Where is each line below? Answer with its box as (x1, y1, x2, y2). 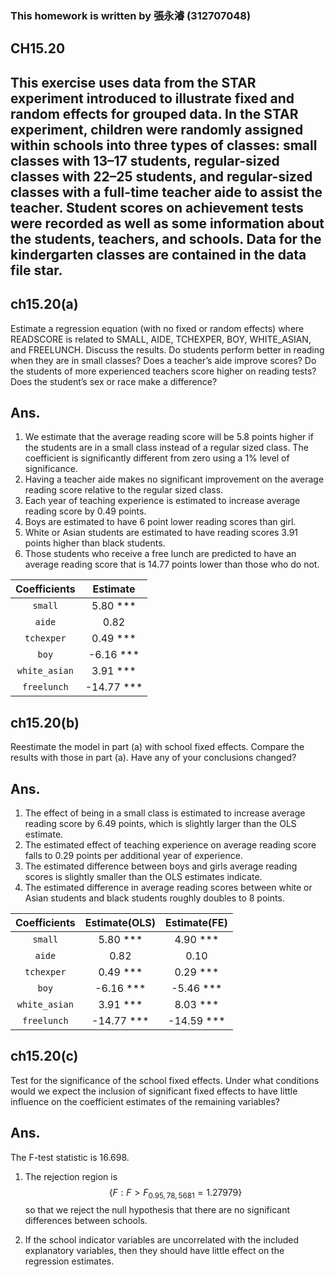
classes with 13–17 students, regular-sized (10, 152, 280, 169)
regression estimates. (24, 1255, 115, 1267)
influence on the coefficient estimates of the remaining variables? (10, 1095, 280, 1107)
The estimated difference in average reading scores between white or (24, 881, 313, 893)
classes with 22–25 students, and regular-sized (10, 168, 313, 185)
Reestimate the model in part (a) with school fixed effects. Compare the (10, 741, 305, 753)
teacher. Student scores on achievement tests (10, 199, 304, 216)
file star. (10, 262, 63, 279)
